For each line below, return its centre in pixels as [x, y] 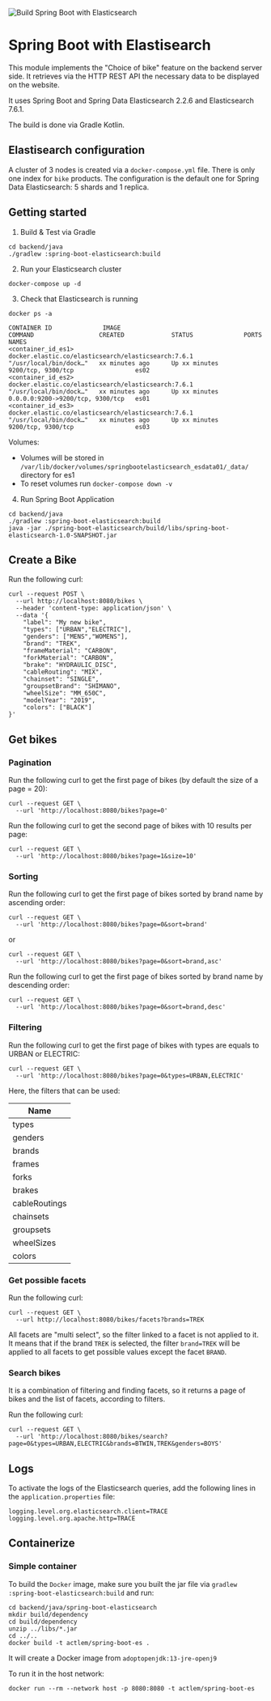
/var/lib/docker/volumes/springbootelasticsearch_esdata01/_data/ [134, 467]
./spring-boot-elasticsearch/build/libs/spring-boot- [137, 528]
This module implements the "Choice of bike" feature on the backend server [135, 67]
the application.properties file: [62, 1497]
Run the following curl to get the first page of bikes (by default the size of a [133, 780]
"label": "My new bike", [65, 623]
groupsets [32, 1229]
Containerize [42, 1544]
